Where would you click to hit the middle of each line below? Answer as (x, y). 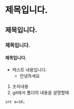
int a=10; (15, 102)
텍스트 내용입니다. (29, 70)
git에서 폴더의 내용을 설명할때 (40, 92)
